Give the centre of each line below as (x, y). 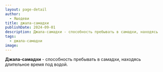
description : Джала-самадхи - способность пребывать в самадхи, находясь (82, 32)
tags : (10, 37)
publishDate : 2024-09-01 (30, 28)
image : (12, 45)
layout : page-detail (26, 9)
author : (13, 14)
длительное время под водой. (37, 64)
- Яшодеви (19, 18)
